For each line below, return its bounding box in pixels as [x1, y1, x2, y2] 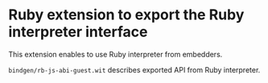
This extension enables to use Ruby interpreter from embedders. [8, 49, 223, 59]
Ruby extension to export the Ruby [8, 6, 245, 24]
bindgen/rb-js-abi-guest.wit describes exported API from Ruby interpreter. [8, 64, 261, 74]
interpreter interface [8, 23, 148, 41]
